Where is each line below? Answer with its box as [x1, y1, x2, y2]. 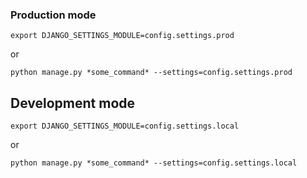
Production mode [10, 8, 97, 22]
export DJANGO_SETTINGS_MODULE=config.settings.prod [10, 31, 235, 41]
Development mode [10, 94, 136, 112]
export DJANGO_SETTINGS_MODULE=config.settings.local [10, 121, 240, 132]
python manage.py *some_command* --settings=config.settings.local [10, 158, 298, 168]
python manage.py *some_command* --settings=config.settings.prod [10, 68, 293, 78]
